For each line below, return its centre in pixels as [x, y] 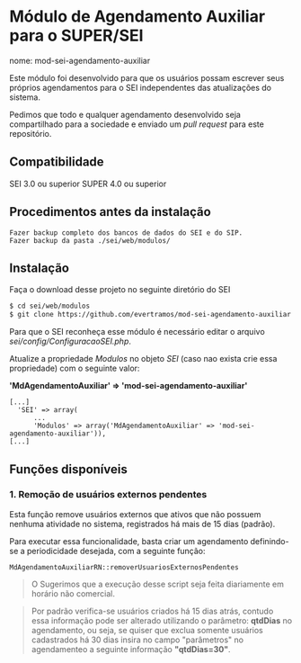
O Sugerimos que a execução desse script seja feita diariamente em [158, 584]
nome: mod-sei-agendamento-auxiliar [80, 60]
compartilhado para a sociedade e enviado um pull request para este [137, 124]
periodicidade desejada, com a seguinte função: [116, 551]
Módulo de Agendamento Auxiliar [137, 17]
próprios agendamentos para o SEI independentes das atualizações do [141, 87]
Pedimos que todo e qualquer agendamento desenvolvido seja [125, 114]
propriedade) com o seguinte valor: [75, 368]
